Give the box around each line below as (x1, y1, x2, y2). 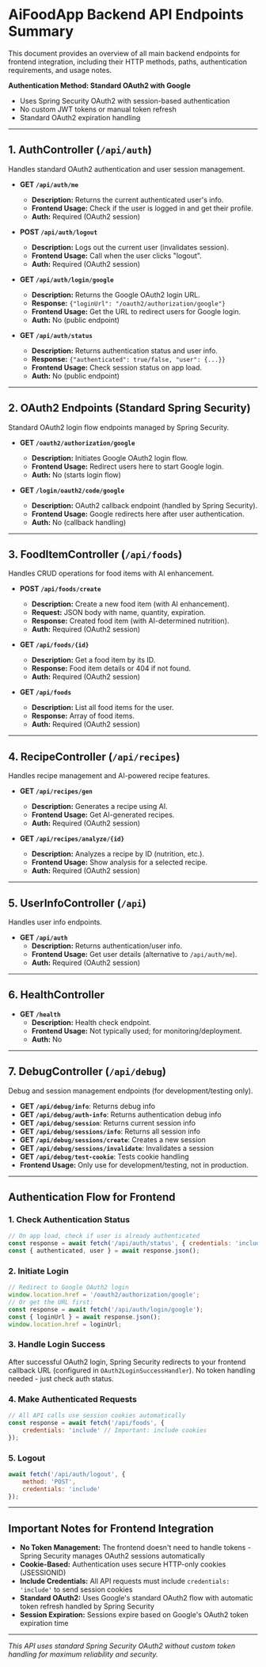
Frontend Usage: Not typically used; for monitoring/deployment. (31, 1026, 242, 1035)
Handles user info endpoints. (8, 917, 103, 927)
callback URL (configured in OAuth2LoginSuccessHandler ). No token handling (8, 1365, 256, 1375)
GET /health (19, 1009, 61, 1019)
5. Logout (8, 1452, 46, 1464)
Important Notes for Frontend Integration (8, 1521, 214, 1535)
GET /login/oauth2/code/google (19, 485, 125, 495)
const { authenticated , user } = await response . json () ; (8, 1247, 200, 1255)
